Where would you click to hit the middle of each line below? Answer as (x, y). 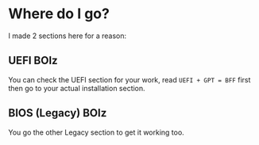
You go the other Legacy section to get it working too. (96, 132)
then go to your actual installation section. (77, 88)
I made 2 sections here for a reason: (68, 36)
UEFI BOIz (33, 61)
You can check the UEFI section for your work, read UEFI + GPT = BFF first (129, 79)
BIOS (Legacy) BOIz (58, 113)
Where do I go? (59, 14)
